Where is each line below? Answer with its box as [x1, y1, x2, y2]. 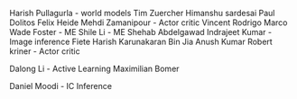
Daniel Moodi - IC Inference [9, 81, 113, 91]
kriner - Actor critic [9, 46, 80, 57]
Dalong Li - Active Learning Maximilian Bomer [9, 63, 180, 74]
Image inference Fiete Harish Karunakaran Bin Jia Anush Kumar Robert [9, 36, 273, 47]
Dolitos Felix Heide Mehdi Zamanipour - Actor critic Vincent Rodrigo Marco [9, 17, 288, 28]
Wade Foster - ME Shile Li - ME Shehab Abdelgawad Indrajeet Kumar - [9, 27, 273, 37]
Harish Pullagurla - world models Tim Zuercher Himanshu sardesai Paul [9, 8, 275, 18]
